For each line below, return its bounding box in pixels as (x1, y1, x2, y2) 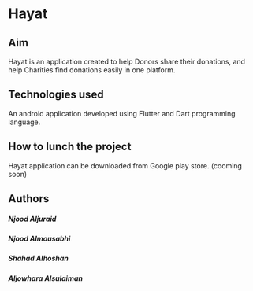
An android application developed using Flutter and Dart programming (8, 109, 236, 118)
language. (8, 117, 41, 127)
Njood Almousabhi (8, 234, 71, 243)
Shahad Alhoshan (8, 253, 69, 263)
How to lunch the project (8, 140, 132, 153)
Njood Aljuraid (8, 214, 57, 223)
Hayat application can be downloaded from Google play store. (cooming (8, 160, 243, 170)
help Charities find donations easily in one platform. (8, 65, 176, 75)
